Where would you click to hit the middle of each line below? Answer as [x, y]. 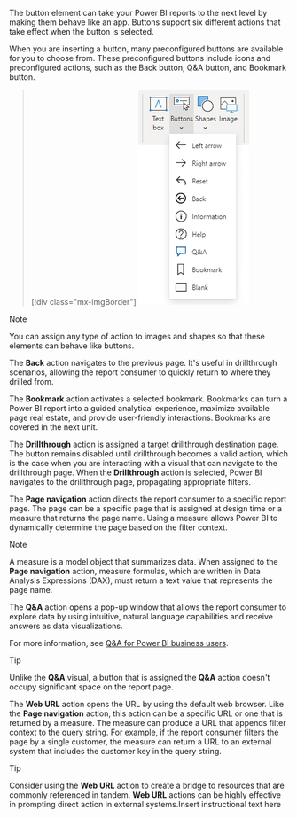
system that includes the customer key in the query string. [115, 751]
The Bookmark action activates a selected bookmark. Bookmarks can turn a [148, 399]
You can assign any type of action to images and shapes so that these [137, 336]
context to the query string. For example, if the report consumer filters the [144, 732]
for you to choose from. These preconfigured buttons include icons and [140, 58]
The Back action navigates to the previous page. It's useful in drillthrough [143, 363]
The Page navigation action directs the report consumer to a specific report [148, 499]
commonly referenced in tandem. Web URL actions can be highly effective [145, 795]
